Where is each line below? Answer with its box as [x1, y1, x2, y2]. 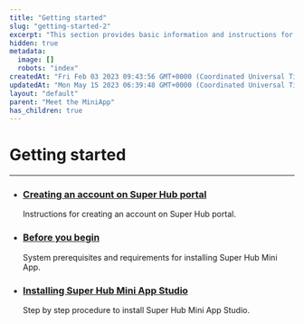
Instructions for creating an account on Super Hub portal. [22, 209, 237, 220]
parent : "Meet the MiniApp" [9, 97, 116, 107]
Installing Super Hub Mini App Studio [22, 284, 188, 297]
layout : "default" [9, 89, 79, 98]
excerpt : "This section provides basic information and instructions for [9, 30, 294, 39]
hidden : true [9, 38, 59, 48]
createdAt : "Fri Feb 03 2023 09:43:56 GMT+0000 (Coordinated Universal [9, 72, 285, 81]
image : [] [17, 55, 54, 64]
